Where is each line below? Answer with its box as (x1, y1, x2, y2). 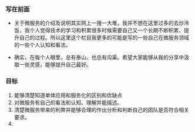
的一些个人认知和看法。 (14, 41, 71, 48)
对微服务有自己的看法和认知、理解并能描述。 (14, 99, 123, 106)
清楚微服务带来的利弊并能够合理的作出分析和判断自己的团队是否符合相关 (14, 106, 189, 113)
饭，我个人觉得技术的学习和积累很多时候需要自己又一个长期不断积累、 (14, 27, 184, 34)
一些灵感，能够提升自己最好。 (19, 61, 92, 68)
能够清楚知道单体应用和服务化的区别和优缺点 (14, 92, 123, 99)
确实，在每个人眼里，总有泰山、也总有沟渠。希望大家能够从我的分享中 (14, 54, 184, 61)
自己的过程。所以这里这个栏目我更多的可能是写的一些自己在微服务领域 (19, 34, 189, 41)
